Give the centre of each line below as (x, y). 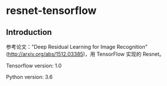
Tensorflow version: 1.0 (34, 66)
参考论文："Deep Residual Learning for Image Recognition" (77, 47)
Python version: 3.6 (29, 77)
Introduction (29, 32)
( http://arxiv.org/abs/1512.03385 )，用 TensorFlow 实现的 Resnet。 (85, 54)
